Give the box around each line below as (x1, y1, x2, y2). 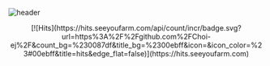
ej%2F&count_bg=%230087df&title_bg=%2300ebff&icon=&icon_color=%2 (10, 40, 263, 50)
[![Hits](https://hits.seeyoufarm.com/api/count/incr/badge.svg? (31, 23, 242, 32)
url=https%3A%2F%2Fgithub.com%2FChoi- (61, 32, 212, 41)
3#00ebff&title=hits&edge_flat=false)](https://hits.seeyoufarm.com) (23, 49, 250, 58)
